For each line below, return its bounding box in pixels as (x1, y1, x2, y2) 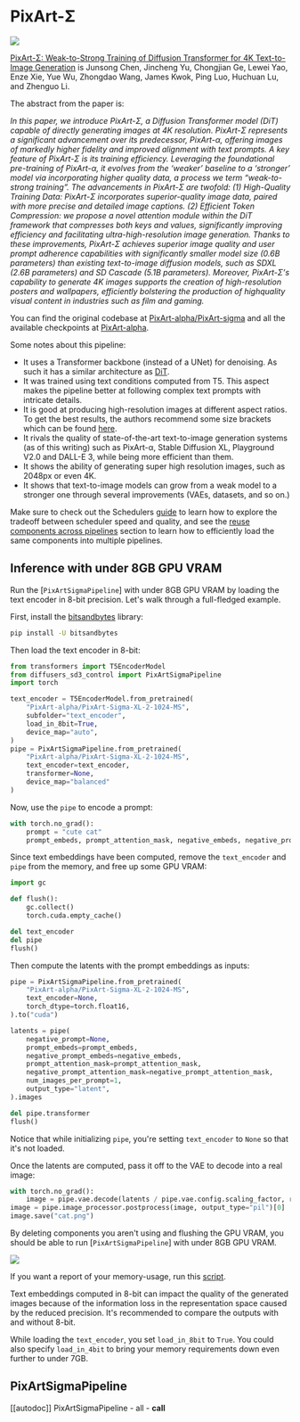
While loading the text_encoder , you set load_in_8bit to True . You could (10, 1335, 274, 1344)
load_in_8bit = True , (26, 719, 99, 728)
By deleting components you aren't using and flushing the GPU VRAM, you (10, 1228, 284, 1238)
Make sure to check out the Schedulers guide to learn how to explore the (10, 506, 278, 517)
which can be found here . (22, 423, 118, 433)
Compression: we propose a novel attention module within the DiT (10, 210, 253, 220)
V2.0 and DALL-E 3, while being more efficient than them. (22, 451, 234, 462)
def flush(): (10, 894, 59, 904)
